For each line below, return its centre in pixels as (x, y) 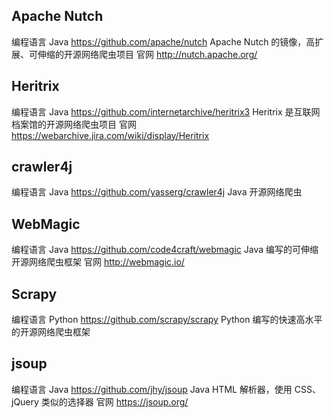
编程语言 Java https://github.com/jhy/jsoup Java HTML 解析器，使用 (152, 389)
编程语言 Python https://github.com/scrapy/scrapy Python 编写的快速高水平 (167, 320)
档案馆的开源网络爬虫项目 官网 (74, 124)
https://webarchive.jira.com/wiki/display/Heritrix (110, 135)
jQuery (25, 401)
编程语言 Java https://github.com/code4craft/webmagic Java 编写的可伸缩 (165, 250)
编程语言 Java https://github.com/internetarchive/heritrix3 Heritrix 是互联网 (166, 111)
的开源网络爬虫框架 (51, 332)
